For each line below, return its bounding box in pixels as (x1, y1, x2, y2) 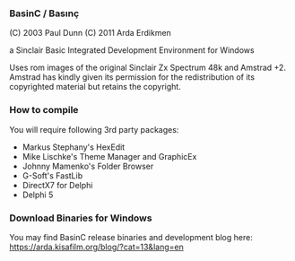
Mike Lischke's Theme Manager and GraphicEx (22, 151, 197, 161)
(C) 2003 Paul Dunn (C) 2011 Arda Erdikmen (9, 28, 172, 39)
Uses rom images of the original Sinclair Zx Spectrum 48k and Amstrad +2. (9, 62, 287, 74)
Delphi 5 (22, 189, 54, 200)
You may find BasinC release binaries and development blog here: (9, 231, 253, 242)
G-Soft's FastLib (22, 170, 83, 181)
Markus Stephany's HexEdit (22, 142, 126, 152)
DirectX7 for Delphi (22, 179, 93, 190)
